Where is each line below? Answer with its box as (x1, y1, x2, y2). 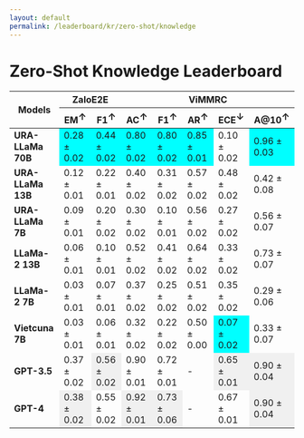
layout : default (9, 13, 71, 23)
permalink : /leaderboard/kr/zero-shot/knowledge (9, 22, 196, 31)
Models (17, 103, 52, 116)
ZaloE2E (71, 93, 109, 106)
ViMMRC (188, 93, 228, 106)
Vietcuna (14, 321, 54, 334)
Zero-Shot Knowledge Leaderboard (9, 61, 283, 82)
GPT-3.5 (14, 365, 52, 377)
